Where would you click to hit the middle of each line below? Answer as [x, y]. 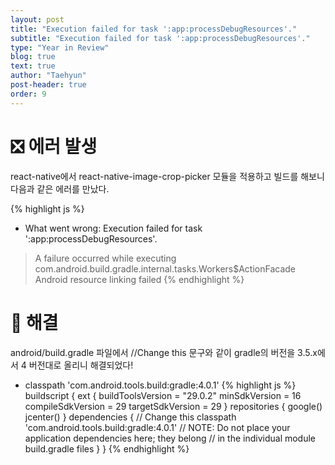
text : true [33, 66]
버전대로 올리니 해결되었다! [81, 365]
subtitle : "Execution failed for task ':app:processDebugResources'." [160, 38]
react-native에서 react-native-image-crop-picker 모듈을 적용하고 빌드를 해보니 [167, 176]
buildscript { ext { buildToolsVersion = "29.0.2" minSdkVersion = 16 [163, 395]
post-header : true [48, 85]
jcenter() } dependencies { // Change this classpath [130, 417]
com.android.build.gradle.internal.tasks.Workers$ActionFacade [165, 268]
